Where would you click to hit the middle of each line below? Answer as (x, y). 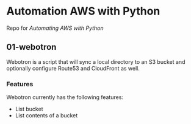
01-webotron (31, 47)
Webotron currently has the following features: (65, 97)
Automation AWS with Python (83, 11)
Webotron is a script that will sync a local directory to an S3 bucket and (96, 61)
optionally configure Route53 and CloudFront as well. (73, 68)
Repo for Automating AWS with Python (55, 28)
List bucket (29, 109)
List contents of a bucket (46, 115)
